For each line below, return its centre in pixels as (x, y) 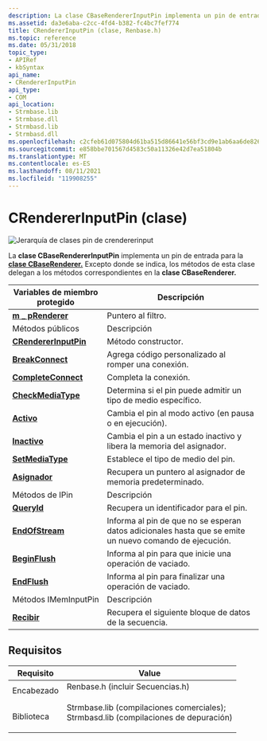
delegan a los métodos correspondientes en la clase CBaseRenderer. (122, 272)
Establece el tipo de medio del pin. (171, 459)
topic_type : (28, 53)
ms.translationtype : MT (48, 156)
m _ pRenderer (41, 316)
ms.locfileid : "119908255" (53, 179)
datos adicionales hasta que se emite (176, 531)
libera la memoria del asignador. (166, 445)
